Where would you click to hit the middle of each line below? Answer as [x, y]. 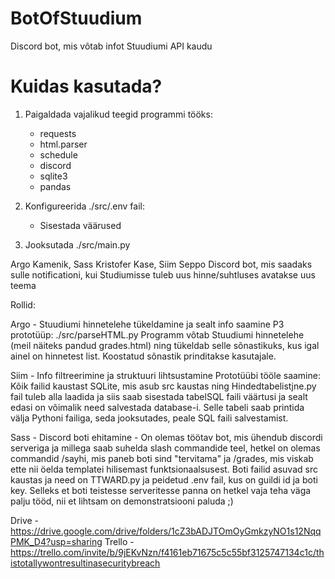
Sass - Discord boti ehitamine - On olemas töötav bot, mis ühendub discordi [166, 437]
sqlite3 [53, 176]
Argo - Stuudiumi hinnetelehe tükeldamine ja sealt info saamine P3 [147, 324]
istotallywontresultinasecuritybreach [85, 563]
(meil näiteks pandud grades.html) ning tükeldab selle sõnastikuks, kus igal [165, 345]
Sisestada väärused [80, 225]
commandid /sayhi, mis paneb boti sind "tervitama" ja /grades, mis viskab [162, 458]
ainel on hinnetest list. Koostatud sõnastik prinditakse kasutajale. [143, 356]
